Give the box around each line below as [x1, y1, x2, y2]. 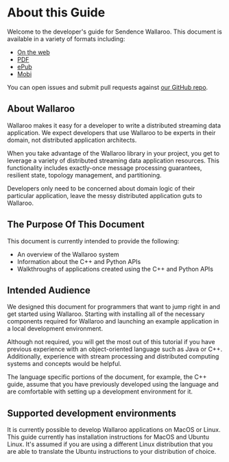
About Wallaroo [7, 103, 75, 114]
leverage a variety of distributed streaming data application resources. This [7, 156, 219, 165]
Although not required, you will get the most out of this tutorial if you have [7, 338, 215, 346]
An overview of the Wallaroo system [16, 250, 119, 258]
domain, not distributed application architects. [7, 136, 137, 144]
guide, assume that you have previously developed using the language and [7, 380, 219, 389]
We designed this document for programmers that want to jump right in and [7, 303, 221, 311]
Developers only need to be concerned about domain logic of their [7, 184, 195, 193]
